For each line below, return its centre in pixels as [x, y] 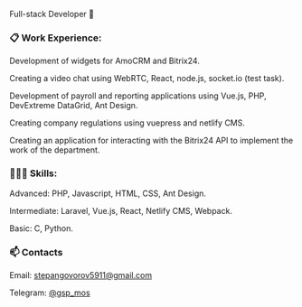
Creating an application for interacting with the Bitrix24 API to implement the [151, 141]
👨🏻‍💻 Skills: [33, 173]
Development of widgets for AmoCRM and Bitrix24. [105, 61]
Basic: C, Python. [42, 228]
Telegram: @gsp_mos [50, 293]
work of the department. [55, 150]
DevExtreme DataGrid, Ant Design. [74, 106]
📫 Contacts [36, 252]
